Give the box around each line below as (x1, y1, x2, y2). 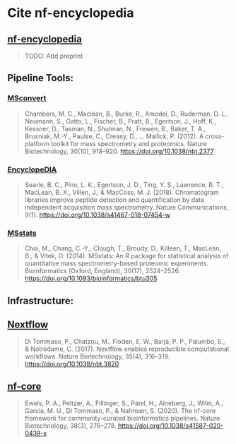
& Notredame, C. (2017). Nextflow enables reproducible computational (24, 344, 230, 354)
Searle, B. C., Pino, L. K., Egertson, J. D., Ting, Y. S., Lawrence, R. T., (24, 180, 224, 188)
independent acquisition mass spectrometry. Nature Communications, (24, 203, 229, 211)
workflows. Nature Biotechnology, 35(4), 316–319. (24, 352, 170, 361)
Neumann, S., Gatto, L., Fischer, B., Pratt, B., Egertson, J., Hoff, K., (24, 116, 217, 125)
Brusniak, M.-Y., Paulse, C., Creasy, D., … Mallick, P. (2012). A (24, 132, 204, 140)
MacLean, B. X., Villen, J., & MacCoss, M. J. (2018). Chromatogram (24, 188, 219, 196)
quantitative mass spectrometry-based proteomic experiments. (24, 259, 208, 268)
